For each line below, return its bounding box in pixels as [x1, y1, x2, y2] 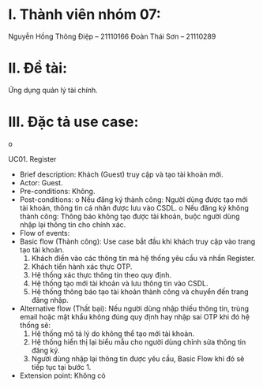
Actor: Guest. [19, 177, 63, 187]
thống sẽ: [19, 320, 51, 330]
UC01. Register [8, 154, 57, 163]
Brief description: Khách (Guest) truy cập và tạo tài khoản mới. [19, 170, 224, 179]
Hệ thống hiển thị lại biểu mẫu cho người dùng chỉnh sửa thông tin [31, 337, 246, 346]
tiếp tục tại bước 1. [31, 362, 92, 371]
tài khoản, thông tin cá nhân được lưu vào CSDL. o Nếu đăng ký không [19, 203, 249, 212]
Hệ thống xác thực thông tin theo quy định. [31, 270, 172, 279]
